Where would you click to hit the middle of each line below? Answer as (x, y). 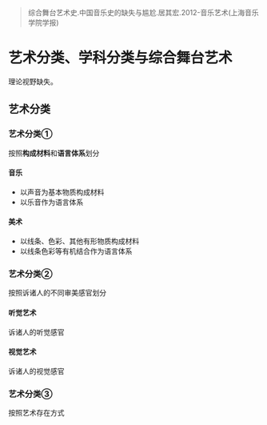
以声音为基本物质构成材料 (62, 192)
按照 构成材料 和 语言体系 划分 (54, 153)
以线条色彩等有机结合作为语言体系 (76, 251)
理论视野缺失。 (33, 81)
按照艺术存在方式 (36, 413)
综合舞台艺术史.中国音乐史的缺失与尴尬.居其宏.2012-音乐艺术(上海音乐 (143, 12)
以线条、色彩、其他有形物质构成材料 (80, 241)
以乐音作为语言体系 (52, 202)
